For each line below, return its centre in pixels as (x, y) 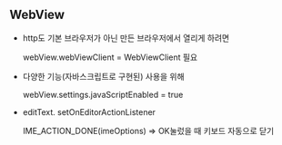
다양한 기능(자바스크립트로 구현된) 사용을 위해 (103, 76)
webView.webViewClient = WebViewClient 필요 (110, 57)
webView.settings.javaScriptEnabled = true (103, 94)
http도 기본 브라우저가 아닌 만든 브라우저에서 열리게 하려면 (126, 38)
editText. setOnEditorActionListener (89, 111)
